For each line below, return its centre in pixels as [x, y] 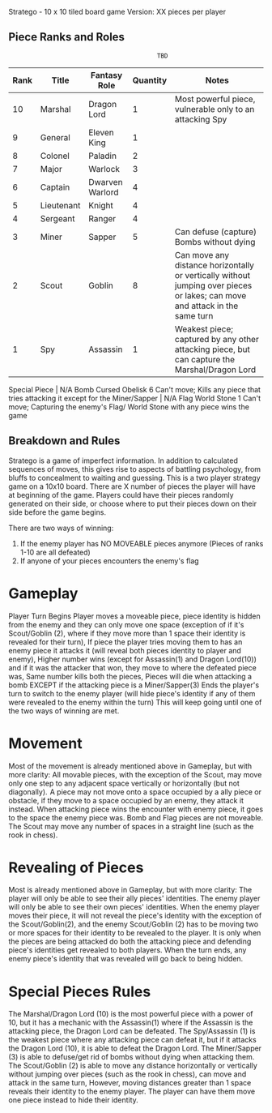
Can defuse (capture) [216, 232]
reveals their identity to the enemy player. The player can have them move [132, 1092]
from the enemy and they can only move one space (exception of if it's [126, 624]
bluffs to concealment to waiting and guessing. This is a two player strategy [134, 477]
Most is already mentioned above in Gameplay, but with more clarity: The [130, 890]
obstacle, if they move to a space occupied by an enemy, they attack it [126, 800]
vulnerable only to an [215, 109]
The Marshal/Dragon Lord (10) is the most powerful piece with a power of [131, 1014]
